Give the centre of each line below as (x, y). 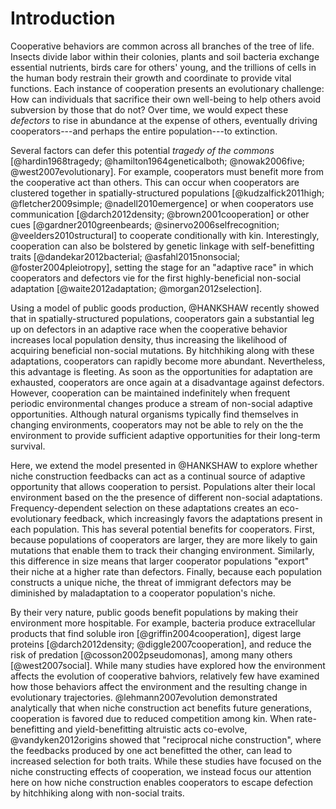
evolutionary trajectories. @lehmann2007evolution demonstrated (144, 697)
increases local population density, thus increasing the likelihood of (149, 339)
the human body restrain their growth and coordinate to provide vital (151, 78)
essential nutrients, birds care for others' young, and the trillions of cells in (163, 67)
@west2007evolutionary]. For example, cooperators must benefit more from (167, 171)
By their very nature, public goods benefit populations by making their (154, 612)
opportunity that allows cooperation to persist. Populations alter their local (163, 486)
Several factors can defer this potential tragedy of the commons (142, 150)
